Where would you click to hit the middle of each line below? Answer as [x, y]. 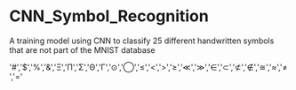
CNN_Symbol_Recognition [109, 16]
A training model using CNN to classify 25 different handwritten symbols [142, 41]
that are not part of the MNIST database [82, 49]
